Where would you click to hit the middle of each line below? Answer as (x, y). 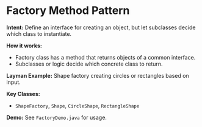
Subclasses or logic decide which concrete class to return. (89, 64)
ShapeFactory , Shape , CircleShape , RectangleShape (77, 105)
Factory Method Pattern (68, 11)
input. (14, 82)
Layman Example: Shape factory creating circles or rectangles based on (98, 75)
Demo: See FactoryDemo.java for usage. (56, 117)
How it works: (24, 46)
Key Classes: (23, 94)
